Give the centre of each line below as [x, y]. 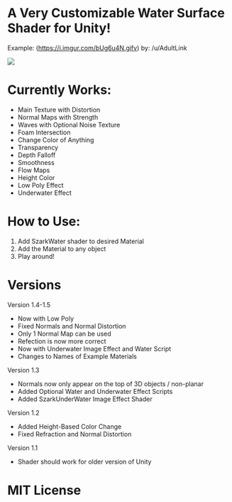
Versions [34, 285]
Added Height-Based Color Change [70, 426]
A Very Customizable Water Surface [116, 13]
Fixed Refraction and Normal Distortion [74, 434]
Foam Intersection [44, 132]
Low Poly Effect [40, 185]
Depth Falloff [37, 155]
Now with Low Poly [46, 319]
